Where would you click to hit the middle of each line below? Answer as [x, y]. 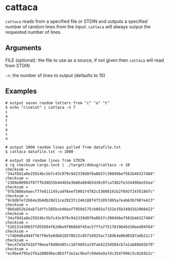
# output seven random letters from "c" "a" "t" [57, 103]
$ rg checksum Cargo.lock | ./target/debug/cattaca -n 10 [68, 165]
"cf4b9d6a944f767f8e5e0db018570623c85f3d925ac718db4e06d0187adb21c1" [80, 236]
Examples [21, 91]
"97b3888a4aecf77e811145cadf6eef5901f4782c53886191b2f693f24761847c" [80, 191]
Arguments [24, 48]
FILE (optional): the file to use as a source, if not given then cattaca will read [85, 60]
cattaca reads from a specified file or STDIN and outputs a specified [76, 21]
